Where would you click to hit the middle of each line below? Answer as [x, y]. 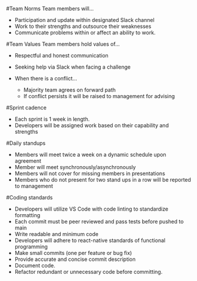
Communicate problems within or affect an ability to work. [85, 33]
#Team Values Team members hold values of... [63, 44]
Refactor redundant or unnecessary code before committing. [88, 272]
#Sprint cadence [27, 108]
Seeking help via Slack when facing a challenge [73, 67]
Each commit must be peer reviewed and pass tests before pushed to [99, 222]
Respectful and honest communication [62, 55]
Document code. [35, 265]
